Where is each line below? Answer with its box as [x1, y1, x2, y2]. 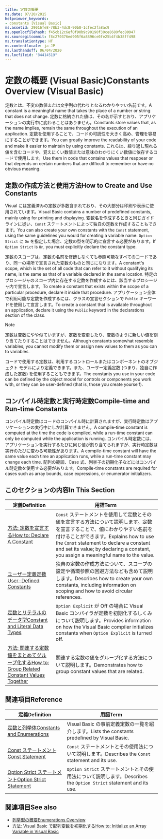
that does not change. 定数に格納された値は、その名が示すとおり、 [5, 114, 139, 119]
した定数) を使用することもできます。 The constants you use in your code [9, 371, 156, 377]
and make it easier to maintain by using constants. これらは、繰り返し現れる [5, 143, 158, 149]
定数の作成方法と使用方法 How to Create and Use [5, 181, 153, 190]
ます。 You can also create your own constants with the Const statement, [5, 227, 149, 233]
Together [7, 678, 28, 685]
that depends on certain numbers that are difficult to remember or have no [5, 161, 154, 167]
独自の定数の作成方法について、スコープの [55, 560, 152, 567]
